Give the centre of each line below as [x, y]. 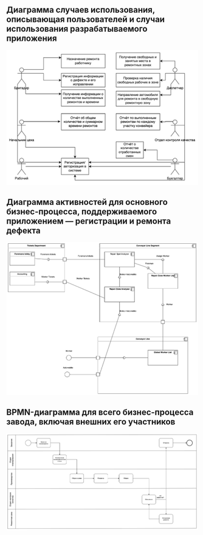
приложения [32, 39]
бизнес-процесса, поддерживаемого [82, 212]
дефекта [23, 231]
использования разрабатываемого [77, 29]
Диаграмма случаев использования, [81, 10]
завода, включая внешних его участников [91, 422]
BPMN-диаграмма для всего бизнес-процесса [100, 412]
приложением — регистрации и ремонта [89, 221]
